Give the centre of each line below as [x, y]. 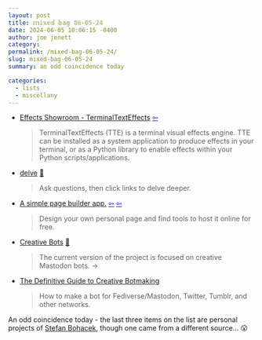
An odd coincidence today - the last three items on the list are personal [123, 320]
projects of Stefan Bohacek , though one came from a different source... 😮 [128, 328]
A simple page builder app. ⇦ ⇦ [71, 203]
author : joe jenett [40, 37]
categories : [27, 80]
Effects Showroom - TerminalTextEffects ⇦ [89, 118]
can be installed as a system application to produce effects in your [146, 141]
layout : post [29, 15]
